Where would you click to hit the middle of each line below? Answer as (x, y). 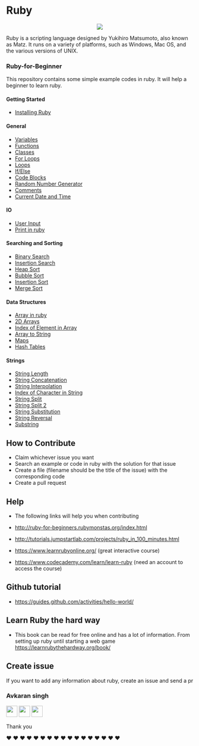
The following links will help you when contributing (77, 516)
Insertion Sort (31, 282)
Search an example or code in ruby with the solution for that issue (95, 464)
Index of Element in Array (46, 328)
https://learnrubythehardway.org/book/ (63, 647)
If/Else (23, 171)
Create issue (30, 666)
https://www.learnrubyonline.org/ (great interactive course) (87, 551)
